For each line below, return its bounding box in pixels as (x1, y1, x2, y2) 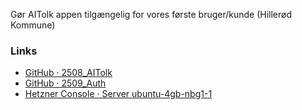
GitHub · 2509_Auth (24, 77, 107, 89)
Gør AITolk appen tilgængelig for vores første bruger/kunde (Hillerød (10, 9, 293, 20)
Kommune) (10, 19, 56, 31)
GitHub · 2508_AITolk (24, 67, 113, 79)
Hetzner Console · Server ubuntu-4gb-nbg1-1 (24, 88, 213, 100)
